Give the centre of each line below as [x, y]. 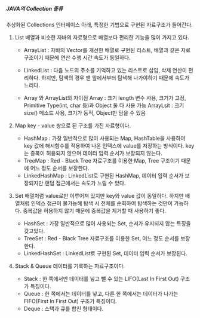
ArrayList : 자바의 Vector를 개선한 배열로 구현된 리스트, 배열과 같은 [102, 50]
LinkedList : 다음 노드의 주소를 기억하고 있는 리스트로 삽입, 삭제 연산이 [105, 70]
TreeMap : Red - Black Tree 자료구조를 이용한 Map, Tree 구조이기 [102, 160]
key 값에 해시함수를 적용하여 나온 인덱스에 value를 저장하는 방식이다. [104, 145]
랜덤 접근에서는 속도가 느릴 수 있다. [85, 183]
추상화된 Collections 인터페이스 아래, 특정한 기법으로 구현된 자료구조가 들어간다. [99, 25]
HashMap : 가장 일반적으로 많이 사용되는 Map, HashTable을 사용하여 [105, 138]
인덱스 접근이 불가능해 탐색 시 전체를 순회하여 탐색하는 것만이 [102, 203]
